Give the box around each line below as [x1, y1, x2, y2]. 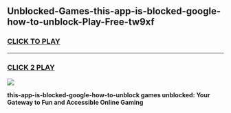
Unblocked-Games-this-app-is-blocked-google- [7, 5, 221, 17]
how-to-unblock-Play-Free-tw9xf [7, 16, 155, 28]
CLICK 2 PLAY [7, 62, 55, 72]
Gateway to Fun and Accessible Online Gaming [7, 98, 144, 106]
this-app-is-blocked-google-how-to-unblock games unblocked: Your [7, 90, 210, 99]
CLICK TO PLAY [7, 37, 60, 47]
